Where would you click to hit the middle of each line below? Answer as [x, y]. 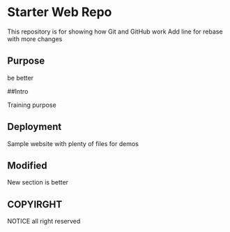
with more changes [35, 38]
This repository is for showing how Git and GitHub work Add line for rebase [115, 31]
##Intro [18, 91]
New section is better [38, 182]
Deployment [34, 127]
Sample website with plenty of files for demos [73, 143]
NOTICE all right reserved [44, 222]
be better [20, 78]
